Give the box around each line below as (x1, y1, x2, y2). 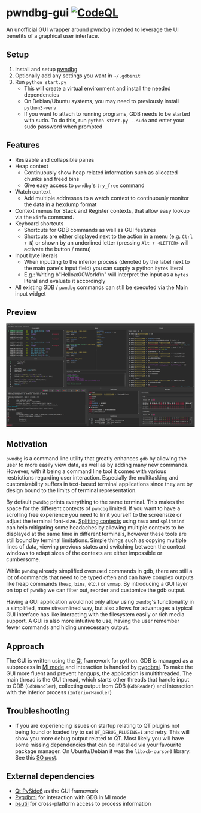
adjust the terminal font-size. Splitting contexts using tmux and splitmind (6, 517, 185, 525)
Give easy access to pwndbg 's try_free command (23, 182, 145, 189)
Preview (6, 307, 38, 317)
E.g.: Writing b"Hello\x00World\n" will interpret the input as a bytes (23, 270, 188, 278)
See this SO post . (14, 754, 58, 761)
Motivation (6, 439, 48, 449)
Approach (6, 641, 44, 651)
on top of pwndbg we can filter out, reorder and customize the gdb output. (6, 586, 186, 594)
